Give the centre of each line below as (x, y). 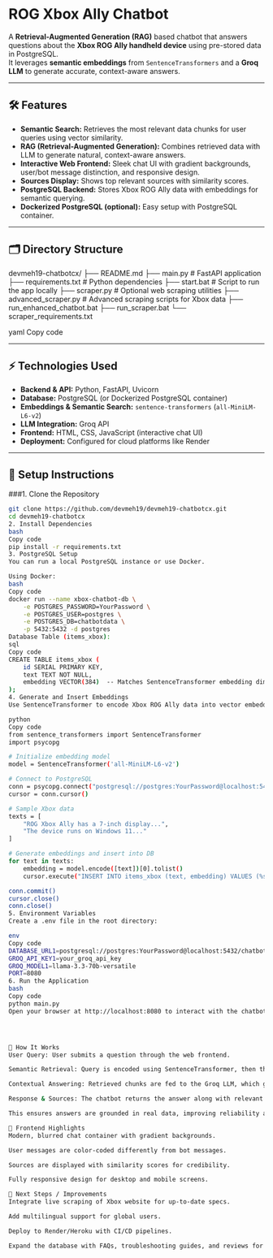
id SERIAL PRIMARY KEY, (63, 667)
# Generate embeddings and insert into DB (81, 854)
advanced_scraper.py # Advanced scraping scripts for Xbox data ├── (126, 299)
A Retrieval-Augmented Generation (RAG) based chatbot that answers (128, 37)
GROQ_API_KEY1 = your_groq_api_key (65, 958)
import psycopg (34, 742)
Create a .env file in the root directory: (83, 921)
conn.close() (30, 906)
